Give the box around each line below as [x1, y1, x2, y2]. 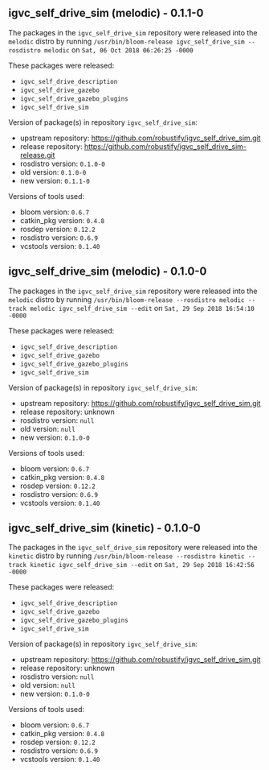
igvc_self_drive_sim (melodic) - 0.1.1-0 [8, 6, 204, 20]
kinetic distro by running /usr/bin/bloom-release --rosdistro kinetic [8, 551, 245, 561]
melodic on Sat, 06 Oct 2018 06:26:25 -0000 [43, 44, 194, 55]
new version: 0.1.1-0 [19, 176, 90, 185]
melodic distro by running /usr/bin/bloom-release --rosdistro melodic [8, 294, 245, 304]
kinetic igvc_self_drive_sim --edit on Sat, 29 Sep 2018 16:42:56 [29, 560, 255, 569]
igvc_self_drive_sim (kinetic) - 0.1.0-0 [8, 521, 201, 535]
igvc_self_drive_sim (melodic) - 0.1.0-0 [8, 265, 207, 279]
